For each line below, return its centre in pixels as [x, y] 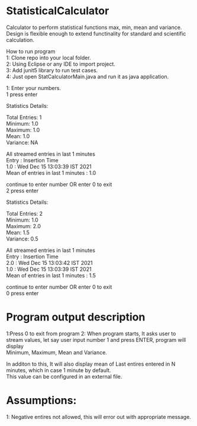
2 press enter [22, 190]
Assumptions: [41, 401]
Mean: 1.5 [18, 232]
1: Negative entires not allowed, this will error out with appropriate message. [98, 417]
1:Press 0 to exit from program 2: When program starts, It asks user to [91, 334]
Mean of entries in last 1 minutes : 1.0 [51, 172]
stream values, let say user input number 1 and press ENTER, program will [96, 339]
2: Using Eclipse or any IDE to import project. [61, 64]
